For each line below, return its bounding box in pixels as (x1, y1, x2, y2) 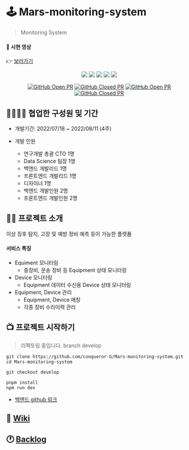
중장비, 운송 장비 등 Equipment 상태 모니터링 (23, 266, 127, 273)
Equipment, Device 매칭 (23, 296, 81, 303)
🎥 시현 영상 (6, 43, 31, 50)
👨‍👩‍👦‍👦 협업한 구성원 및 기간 (6, 108, 99, 118)
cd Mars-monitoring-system (6, 359, 73, 365)
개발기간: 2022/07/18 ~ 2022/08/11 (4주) (14, 125, 112, 132)
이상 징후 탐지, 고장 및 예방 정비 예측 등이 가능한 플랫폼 (6, 230, 132, 237)
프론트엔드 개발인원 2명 (23, 194, 78, 202)
